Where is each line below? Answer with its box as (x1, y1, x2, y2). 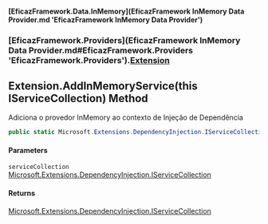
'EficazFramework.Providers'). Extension (8, 54, 170, 65)
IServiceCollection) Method (8, 92, 149, 105)
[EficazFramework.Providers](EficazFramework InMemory (8, 34, 241, 45)
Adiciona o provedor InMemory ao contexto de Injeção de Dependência (8, 112, 243, 123)
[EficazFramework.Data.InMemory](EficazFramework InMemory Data (8, 6, 245, 16)
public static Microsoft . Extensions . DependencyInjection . (8, 128, 205, 136)
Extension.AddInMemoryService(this (8, 79, 198, 92)
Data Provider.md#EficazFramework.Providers (8, 45, 194, 56)
